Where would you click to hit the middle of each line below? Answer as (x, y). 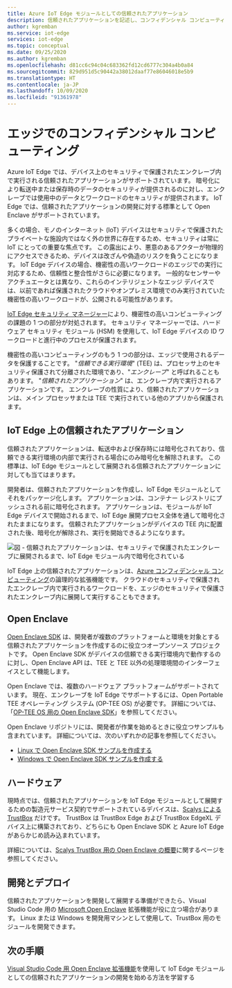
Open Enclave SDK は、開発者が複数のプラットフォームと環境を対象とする (114, 636)
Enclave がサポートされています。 (55, 215)
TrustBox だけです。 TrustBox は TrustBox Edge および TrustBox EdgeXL (110, 818)
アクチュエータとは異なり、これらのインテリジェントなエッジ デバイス (108, 281)
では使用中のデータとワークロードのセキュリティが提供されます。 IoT (124, 198)
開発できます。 (58, 927)
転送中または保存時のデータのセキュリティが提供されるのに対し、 (113, 189)
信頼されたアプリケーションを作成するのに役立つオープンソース (98, 645)
